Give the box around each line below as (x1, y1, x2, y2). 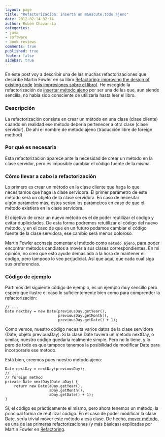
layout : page (5, 7, 32, 12)
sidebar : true (5, 58, 34, 63)
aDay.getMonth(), (49, 388, 85, 393)
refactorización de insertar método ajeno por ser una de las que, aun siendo (5, 87, 160, 93)
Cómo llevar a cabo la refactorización (5, 173, 97, 179)
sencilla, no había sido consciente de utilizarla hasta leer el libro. (5, 92, 136, 98)
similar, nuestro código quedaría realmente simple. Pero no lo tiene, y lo (5, 337, 151, 343)
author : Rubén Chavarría (5, 21, 56, 26)
